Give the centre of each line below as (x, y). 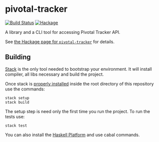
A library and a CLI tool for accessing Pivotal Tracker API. (63, 32)
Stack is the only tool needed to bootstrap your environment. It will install (79, 69)
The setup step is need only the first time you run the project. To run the (78, 111)
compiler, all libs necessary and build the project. (55, 74)
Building (18, 57)
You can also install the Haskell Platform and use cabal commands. (73, 135)
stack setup (17, 98)
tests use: (15, 116)
